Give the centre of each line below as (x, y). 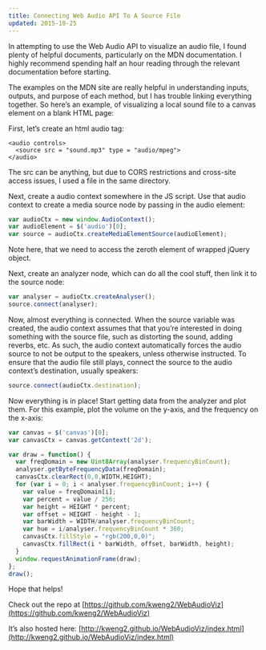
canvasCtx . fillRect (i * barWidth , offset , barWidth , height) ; (129, 544)
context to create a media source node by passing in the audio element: (127, 205)
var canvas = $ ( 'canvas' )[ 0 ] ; (59, 433)
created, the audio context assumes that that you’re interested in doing (125, 328)
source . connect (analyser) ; (53, 304)
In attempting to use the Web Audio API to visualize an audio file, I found (127, 46)
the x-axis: (26, 417)
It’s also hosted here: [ (45, 629)
